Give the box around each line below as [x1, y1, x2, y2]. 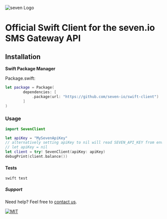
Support [5, 186, 23, 192]
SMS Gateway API [5, 33, 81, 44]
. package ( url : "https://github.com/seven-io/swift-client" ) [31, 94, 159, 99]
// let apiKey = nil [5, 145, 48, 150]
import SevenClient [5, 126, 46, 131]
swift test [5, 176, 28, 181]
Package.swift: [5, 75, 36, 81]
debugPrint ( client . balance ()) [5, 154, 68, 159]
